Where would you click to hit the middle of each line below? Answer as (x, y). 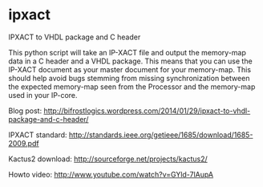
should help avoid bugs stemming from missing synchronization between (129, 78)
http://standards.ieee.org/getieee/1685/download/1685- (161, 135)
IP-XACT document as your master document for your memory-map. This (129, 69)
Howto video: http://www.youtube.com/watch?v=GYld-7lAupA (111, 174)
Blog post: (25, 111)
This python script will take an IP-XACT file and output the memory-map (127, 52)
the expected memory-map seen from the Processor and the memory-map (132, 87)
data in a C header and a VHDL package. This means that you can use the (130, 61)
